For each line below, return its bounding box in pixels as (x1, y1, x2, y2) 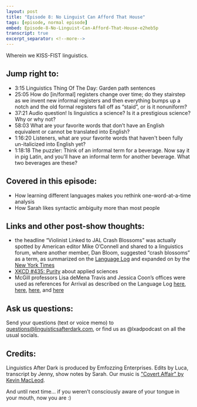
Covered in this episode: (6, 177, 97, 186)
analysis (14, 198, 35, 205)
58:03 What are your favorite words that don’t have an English (14, 121, 165, 129)
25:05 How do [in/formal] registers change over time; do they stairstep (14, 90, 186, 97)
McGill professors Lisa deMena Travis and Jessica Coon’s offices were (14, 274, 186, 281)
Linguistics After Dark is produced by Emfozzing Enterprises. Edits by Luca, (6, 364, 189, 371)
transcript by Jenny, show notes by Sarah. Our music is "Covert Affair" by (6, 371, 184, 378)
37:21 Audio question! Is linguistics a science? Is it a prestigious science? (14, 109, 191, 116)
